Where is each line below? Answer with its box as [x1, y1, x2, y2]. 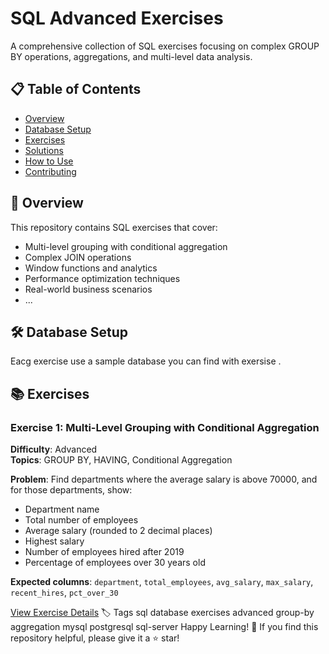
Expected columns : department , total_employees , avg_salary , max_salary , [10, 576, 314, 588]
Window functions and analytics [24, 262, 158, 274]
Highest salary [24, 535, 85, 547]
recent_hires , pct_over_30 [10, 587, 119, 599]
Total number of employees [24, 514, 139, 526]
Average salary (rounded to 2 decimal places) [24, 525, 213, 537]
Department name [24, 503, 100, 516]
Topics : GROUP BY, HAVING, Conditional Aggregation [10, 454, 233, 466]
